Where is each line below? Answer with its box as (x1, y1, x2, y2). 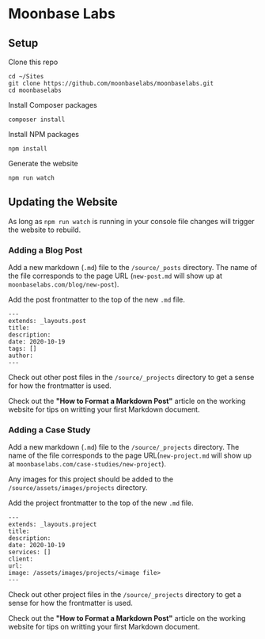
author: (8, 352, 34, 360)
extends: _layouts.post (8, 318, 87, 325)
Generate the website (8, 159, 78, 168)
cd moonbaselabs (8, 86, 62, 94)
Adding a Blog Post (8, 245, 83, 256)
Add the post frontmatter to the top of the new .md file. (8, 295, 186, 305)
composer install (8, 116, 66, 124)
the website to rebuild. (8, 225, 81, 234)
